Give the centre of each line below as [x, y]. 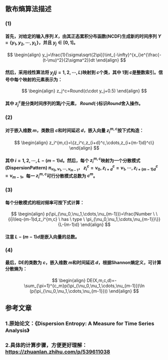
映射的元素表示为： [42, 79]
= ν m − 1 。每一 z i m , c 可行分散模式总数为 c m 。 [51, 176]
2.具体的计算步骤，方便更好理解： [46, 345]
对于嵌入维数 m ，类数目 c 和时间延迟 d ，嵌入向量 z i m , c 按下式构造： [74, 130]
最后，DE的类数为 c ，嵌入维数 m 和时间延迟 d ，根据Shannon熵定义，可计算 [83, 263]
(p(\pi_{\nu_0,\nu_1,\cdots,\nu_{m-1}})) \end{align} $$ [84, 291]
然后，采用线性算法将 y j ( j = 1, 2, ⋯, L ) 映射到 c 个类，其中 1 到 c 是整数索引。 [82, 73]
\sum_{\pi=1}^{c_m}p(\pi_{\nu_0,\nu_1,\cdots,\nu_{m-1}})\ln [84, 286]
